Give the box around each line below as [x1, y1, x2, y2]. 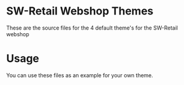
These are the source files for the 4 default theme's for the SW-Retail [6, 24, 178, 31]
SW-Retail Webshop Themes [6, 4, 154, 18]
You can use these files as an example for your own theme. [6, 71, 154, 79]
